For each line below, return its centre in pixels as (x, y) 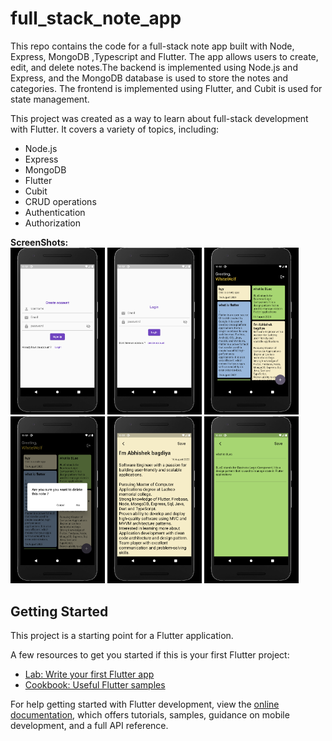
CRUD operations (60, 201)
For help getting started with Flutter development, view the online (145, 704)
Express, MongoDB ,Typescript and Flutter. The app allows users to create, (164, 56)
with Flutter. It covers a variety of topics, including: (115, 129)
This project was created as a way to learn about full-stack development (159, 118)
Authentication (55, 212)
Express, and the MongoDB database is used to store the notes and (149, 78)
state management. (50, 99)
